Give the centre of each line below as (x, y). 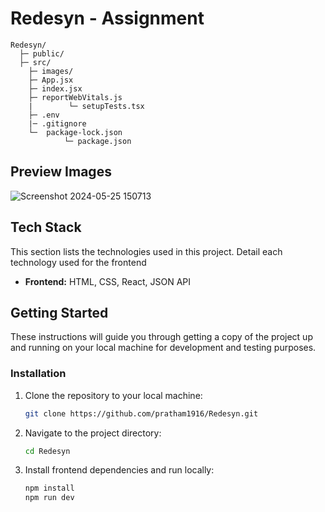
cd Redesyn (47, 451)
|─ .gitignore (57, 123)
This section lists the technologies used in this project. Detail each (146, 251)
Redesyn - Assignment (107, 18)
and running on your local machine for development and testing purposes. (163, 348)
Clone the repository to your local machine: (113, 395)
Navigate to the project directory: (93, 433)
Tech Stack (46, 227)
